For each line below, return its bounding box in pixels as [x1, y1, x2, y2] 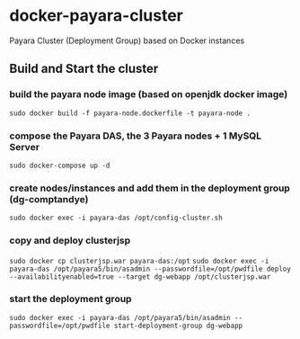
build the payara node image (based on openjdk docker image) [9, 88, 288, 101]
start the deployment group [9, 293, 132, 306]
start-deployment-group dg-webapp [113, 321, 243, 330]
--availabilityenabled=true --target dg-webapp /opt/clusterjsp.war [9, 272, 271, 281]
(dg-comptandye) [9, 192, 89, 205]
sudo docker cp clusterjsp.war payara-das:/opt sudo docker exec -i [9, 256, 269, 265]
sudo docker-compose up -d [9, 161, 110, 170]
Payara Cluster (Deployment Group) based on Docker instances [9, 35, 245, 46]
